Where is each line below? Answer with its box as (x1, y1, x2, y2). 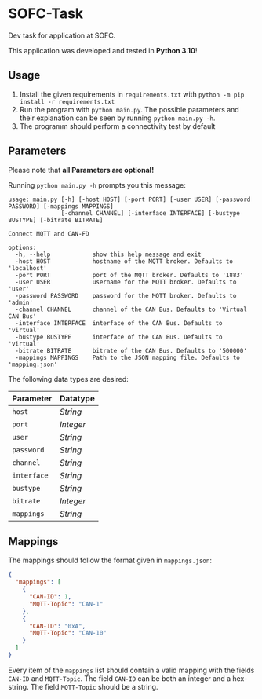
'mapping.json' (8, 360, 58, 368)
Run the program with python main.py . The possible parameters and (19, 104, 239, 114)
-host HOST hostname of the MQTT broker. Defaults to (15, 257, 234, 265)
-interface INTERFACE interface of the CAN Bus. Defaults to (15, 319, 223, 327)
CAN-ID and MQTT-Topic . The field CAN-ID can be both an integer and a (8, 673, 231, 683)
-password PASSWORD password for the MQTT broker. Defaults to (15, 291, 237, 299)
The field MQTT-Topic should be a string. (30, 682, 158, 691)
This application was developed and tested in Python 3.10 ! (8, 46, 198, 55)
